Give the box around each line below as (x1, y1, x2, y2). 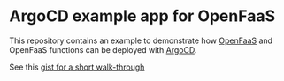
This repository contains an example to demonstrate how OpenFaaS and (9, 35, 272, 46)
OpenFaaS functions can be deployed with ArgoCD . (9, 44, 197, 55)
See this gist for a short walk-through (9, 62, 145, 72)
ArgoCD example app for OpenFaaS (9, 6, 276, 26)
